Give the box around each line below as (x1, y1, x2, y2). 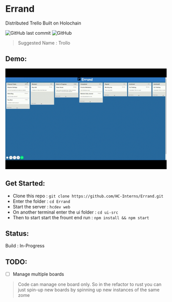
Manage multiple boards (12, 271, 64, 277)
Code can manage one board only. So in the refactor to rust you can (17, 282, 162, 288)
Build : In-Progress (5, 243, 45, 249)
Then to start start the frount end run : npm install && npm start (12, 214, 149, 220)
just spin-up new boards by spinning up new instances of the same (17, 287, 160, 293)
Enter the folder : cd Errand (12, 198, 71, 204)
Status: (5, 229, 29, 238)
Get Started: (5, 179, 45, 188)
